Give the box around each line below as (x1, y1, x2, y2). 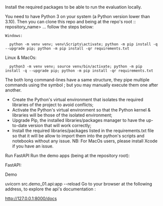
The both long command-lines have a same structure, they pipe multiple (5, 77, 150, 82)
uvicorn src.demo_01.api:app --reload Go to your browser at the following (5, 181, 152, 187)
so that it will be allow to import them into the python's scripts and (12, 133, 145, 138)
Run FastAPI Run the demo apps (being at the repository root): (5, 153, 130, 158)
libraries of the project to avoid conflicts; (12, 102, 94, 108)
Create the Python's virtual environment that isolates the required (12, 97, 144, 102)
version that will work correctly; (28, 123, 91, 128)
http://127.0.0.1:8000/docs (5, 196, 57, 201)
